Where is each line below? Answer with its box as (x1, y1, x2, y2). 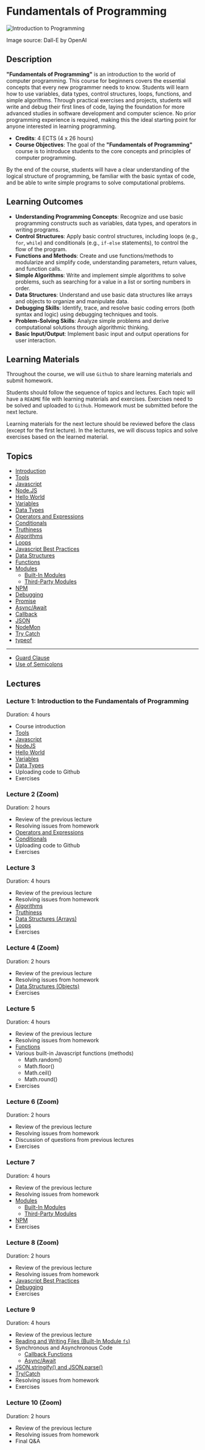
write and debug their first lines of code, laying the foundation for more (6, 103, 185, 110)
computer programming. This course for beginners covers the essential (6, 77, 186, 84)
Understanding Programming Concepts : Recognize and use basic (15, 213, 184, 220)
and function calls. (15, 265, 62, 272)
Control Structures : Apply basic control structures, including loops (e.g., (15, 232, 198, 240)
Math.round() (24, 1076, 58, 1083)
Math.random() (24, 1056, 62, 1063)
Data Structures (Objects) (15, 982, 80, 990)
